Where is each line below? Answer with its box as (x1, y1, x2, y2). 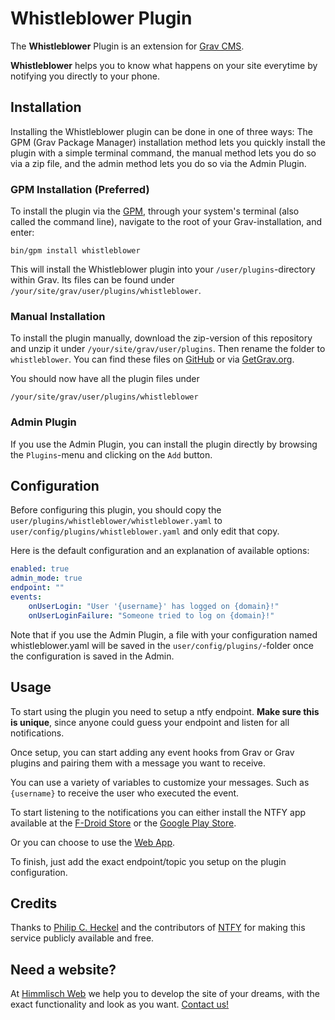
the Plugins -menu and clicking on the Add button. (10, 448, 213, 461)
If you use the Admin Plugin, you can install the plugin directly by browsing (10, 438, 318, 450)
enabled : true (10, 564, 70, 574)
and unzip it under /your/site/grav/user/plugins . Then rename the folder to (10, 343, 326, 355)
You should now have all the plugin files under (10, 373, 200, 385)
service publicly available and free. (10, 932, 155, 944)
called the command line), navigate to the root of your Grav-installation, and (10, 216, 322, 228)
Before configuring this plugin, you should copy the (10, 504, 222, 516)
